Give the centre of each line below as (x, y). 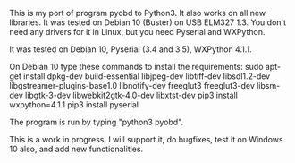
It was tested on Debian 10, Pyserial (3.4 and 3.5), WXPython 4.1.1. (131, 49)
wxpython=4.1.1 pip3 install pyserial (74, 105)
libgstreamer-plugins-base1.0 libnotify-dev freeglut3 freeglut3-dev (132, 86)
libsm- (268, 86)
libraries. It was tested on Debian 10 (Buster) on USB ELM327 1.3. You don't (148, 22)
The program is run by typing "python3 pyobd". (97, 122)
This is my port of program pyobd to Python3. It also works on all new (138, 13)
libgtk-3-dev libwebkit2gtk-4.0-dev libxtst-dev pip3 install (132, 95)
